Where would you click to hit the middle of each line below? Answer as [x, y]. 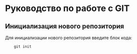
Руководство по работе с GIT [68, 8]
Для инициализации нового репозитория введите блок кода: [69, 38]
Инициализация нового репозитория [65, 26]
